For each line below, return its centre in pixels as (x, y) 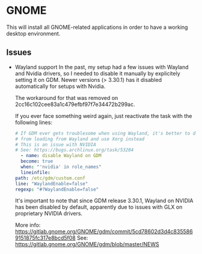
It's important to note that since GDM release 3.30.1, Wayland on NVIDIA (104, 201)
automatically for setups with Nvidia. (60, 86)
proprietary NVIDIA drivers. (49, 214)
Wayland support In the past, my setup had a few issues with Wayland (102, 67)
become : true (37, 161)
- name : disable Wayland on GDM (61, 156)
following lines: (34, 122)
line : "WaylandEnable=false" (51, 184)
